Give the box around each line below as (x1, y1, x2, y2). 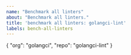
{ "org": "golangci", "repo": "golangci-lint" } (6, 42, 113, 49)
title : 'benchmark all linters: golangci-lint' (6, 20, 127, 26)
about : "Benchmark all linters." (6, 14, 89, 20)
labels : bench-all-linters (6, 25, 73, 32)
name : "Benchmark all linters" (6, 8, 84, 15)
